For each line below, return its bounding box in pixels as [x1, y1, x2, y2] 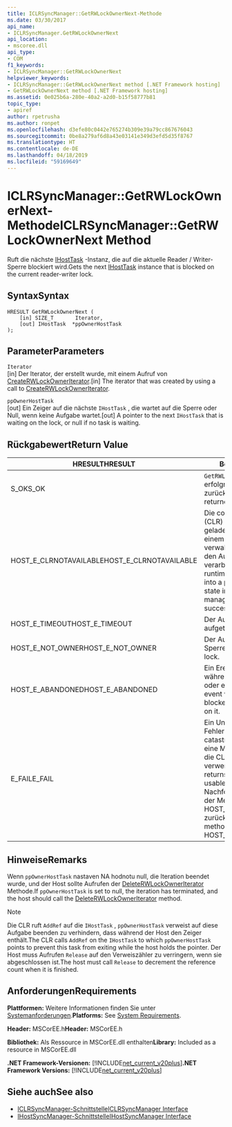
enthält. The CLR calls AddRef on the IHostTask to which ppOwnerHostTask [7, 936, 211, 944]
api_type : [7, 49, 36, 56]
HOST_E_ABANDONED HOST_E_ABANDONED [10, 685, 158, 695]
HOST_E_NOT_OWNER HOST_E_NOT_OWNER [10, 644, 157, 653]
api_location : [7, 36, 48, 43]
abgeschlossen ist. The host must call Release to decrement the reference [7, 957, 216, 966]
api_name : [7, 23, 36, 30]
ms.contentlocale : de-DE [7, 145, 79, 152]
